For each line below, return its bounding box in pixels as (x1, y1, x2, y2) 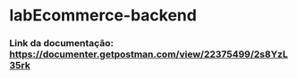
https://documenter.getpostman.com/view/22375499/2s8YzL (9, 48, 288, 60)
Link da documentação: (9, 37, 115, 50)
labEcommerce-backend (9, 5, 197, 26)
